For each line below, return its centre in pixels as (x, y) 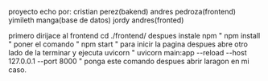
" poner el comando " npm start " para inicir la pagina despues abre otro (128, 44)
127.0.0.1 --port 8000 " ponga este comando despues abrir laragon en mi (129, 61)
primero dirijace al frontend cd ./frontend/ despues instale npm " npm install (134, 36)
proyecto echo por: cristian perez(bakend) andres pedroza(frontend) (122, 12)
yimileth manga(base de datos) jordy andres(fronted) (96, 20)
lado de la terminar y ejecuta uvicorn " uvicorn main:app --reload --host (128, 53)
